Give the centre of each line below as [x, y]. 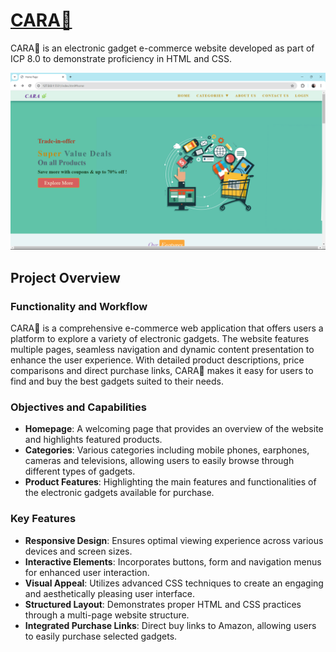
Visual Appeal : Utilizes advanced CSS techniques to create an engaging [174, 583]
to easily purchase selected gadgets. [101, 636]
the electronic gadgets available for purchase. [119, 493]
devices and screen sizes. [78, 551]
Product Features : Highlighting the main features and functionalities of [170, 482]
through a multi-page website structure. [107, 615]
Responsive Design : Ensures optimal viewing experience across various [174, 540]
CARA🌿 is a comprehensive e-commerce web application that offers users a [167, 328]
